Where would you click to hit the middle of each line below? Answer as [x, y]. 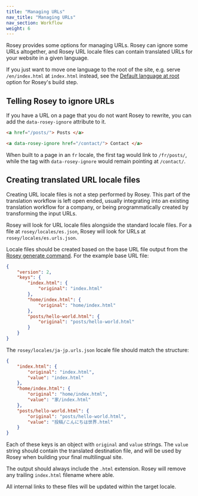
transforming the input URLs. [42, 213]
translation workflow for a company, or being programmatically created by [98, 207]
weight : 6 [18, 28]
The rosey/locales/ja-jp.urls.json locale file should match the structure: [98, 350]
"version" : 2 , [34, 272]
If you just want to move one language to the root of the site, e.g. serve [93, 70]
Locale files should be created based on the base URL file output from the [97, 249]
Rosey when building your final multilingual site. [65, 457]
